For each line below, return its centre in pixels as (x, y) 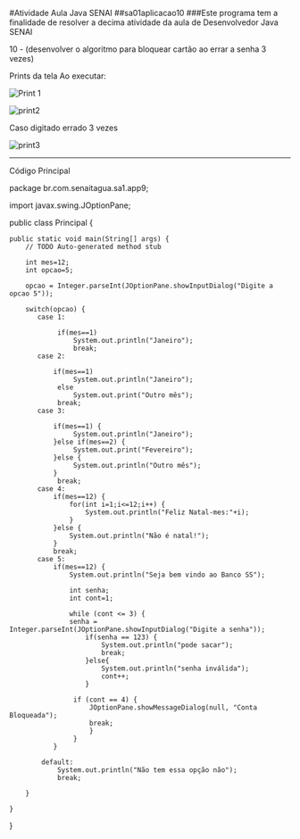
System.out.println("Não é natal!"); (139, 536)
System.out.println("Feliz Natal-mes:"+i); (167, 512)
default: (58, 762)
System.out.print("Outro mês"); (133, 395)
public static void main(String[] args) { (89, 239)
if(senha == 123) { (121, 637)
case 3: (51, 411)
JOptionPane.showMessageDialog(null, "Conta (173, 708)
